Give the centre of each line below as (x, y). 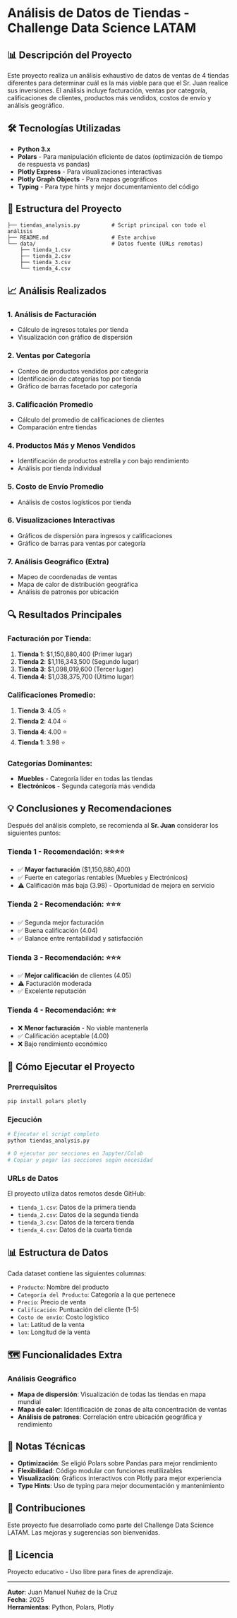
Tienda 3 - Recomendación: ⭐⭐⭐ (64, 957)
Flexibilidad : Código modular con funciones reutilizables (100, 1471)
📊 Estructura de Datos (58, 1253)
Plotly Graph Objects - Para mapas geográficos (87, 179)
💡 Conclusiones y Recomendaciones (90, 808)
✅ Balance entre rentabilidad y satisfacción (80, 938)
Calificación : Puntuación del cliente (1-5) (78, 1309)
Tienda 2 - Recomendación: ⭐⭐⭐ (64, 904)
